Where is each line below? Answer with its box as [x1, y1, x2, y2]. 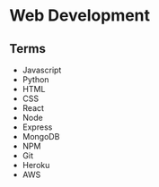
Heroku [22, 160, 50, 170]
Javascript [22, 64, 62, 75]
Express [22, 122, 53, 132]
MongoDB [22, 132, 60, 141]
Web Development [9, 5, 151, 26]
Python [22, 74, 49, 85]
